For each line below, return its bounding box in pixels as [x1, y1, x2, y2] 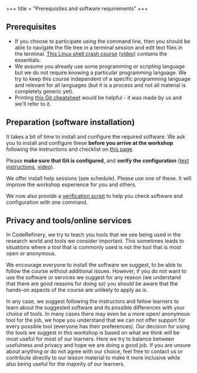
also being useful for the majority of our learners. [6, 361, 125, 368]
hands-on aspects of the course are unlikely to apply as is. [6, 286, 148, 293]
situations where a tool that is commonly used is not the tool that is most [6, 244, 182, 251]
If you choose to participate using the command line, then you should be [14, 38, 191, 45]
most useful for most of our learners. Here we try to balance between [6, 335, 175, 342]
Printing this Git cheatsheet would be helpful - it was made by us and [14, 94, 182, 101]
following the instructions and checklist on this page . [6, 146, 134, 153]
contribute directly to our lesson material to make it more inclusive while [6, 354, 181, 361]
